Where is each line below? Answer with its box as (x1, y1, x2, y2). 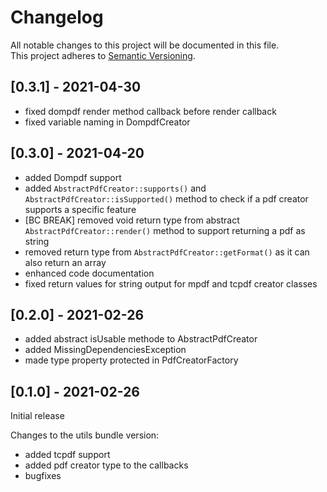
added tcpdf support (24, 449, 111, 461)
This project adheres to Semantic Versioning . (10, 49, 196, 61)
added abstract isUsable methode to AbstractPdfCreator (24, 333, 258, 345)
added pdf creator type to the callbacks (24, 459, 189, 471)
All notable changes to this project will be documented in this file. (10, 39, 280, 51)
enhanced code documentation (24, 267, 155, 279)
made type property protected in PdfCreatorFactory (24, 354, 239, 366)
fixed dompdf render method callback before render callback (24, 105, 277, 117)
